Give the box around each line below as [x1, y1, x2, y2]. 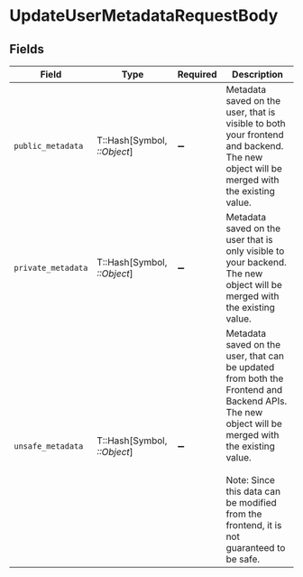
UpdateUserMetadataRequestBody [9, 5, 279, 26]
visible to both [225, 117, 286, 129]
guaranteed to [225, 542, 286, 554]
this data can [225, 485, 281, 498]
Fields [9, 42, 45, 57]
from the [225, 507, 262, 520]
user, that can [225, 349, 284, 362]
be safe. [225, 553, 261, 565]
